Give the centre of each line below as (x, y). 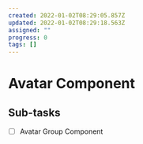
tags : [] (23, 45)
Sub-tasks (34, 112)
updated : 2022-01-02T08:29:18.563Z (67, 23)
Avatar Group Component (61, 131)
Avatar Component (72, 84)
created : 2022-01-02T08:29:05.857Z (67, 15)
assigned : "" (30, 30)
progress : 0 (28, 37)
